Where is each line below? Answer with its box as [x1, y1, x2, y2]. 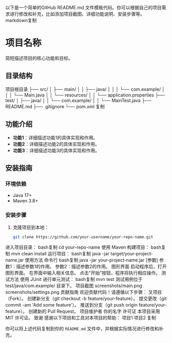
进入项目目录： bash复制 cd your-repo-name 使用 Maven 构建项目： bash [5, 244, 162, 250]
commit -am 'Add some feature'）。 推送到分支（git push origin [5, 302, 138, 308]
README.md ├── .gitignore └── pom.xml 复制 [5, 103, 105, 109]
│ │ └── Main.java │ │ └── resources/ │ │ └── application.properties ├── [5, 92, 165, 98]
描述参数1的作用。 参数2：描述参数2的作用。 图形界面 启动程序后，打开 [16, 264, 167, 270]
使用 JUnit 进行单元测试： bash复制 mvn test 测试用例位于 [20, 276, 143, 283]
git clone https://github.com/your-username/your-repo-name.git [12, 234, 154, 239]
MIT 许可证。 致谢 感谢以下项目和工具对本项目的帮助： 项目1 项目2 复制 [5, 315, 157, 321]
